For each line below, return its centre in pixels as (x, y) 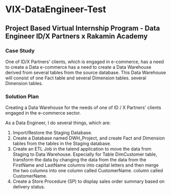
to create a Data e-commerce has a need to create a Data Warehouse (78, 67)
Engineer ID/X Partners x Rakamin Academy (77, 36)
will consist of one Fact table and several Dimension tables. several (76, 78)
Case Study (20, 50)
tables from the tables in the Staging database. (62, 144)
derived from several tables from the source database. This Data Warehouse (86, 72)
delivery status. (29, 187)
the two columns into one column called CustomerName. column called (88, 171)
